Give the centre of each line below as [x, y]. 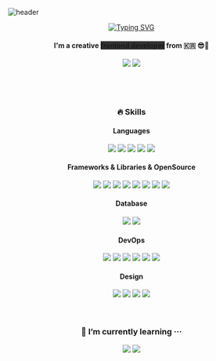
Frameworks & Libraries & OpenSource [131, 167]
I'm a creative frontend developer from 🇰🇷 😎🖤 [131, 45]
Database [131, 203]
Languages [131, 130]
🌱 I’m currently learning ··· [131, 332]
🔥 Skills [131, 112]
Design [131, 276]
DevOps [131, 240]
